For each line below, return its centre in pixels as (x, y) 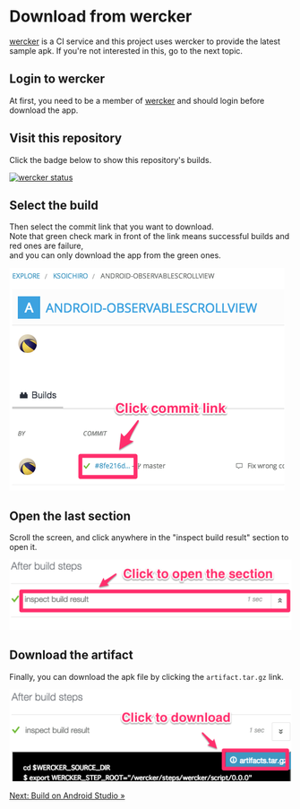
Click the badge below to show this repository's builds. (111, 159)
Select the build (54, 205)
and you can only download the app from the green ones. (115, 255)
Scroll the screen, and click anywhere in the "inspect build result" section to (149, 538)
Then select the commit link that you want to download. (111, 227)
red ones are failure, (46, 246)
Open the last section (70, 516)
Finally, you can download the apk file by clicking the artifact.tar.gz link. (146, 676)
